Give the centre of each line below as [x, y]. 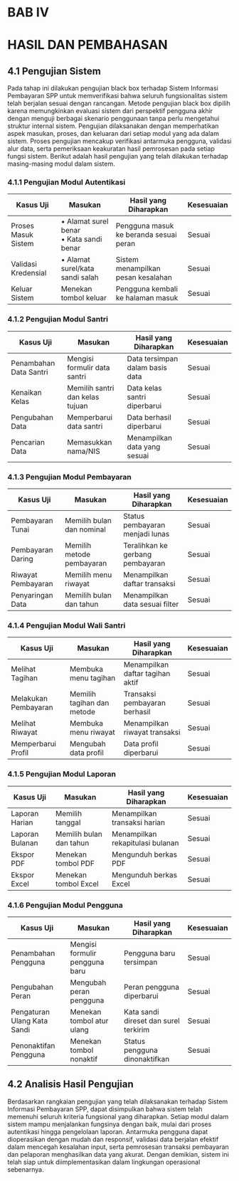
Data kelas [144, 388]
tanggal [68, 822]
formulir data [89, 367]
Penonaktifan [33, 1045]
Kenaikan [26, 392]
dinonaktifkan [147, 1059]
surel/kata [78, 269]
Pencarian [28, 442]
